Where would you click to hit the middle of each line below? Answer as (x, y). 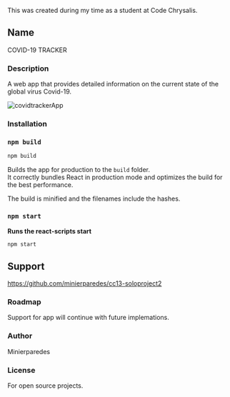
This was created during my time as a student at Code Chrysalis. (102, 10)
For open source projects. (45, 386)
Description (28, 69)
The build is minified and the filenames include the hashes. (94, 198)
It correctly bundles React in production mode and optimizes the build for (115, 177)
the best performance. (40, 185)
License (21, 370)
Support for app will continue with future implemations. (89, 318)
